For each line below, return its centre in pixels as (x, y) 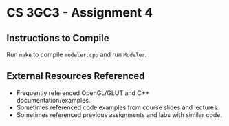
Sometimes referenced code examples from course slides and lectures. (118, 107)
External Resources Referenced (76, 76)
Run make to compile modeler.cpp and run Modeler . (77, 54)
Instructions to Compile (58, 38)
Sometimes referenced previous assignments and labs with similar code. (119, 114)
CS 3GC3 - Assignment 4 (80, 13)
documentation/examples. (53, 100)
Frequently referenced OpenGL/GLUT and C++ (83, 93)
